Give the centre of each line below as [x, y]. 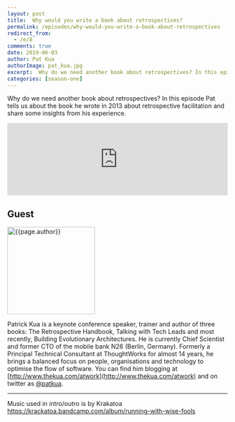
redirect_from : [29, 33]
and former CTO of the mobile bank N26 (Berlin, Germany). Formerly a [109, 347]
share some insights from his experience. [67, 113]
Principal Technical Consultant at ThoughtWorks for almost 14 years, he [111, 354]
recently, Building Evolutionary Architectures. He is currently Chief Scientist [116, 339]
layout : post [26, 14]
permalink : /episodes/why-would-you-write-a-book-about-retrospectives [114, 27]
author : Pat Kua [31, 59]
